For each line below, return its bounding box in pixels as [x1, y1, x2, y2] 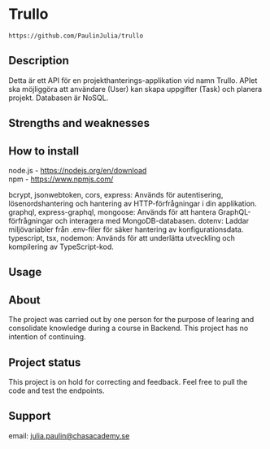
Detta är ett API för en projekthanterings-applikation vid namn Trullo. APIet [8, 75, 258, 85]
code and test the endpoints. [8, 386, 105, 395]
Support [8, 409, 51, 423]
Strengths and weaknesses [8, 116, 150, 130]
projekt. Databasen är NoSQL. [8, 93, 109, 102]
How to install [8, 144, 80, 158]
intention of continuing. [8, 332, 87, 342]
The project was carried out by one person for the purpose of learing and [8, 315, 255, 325]
